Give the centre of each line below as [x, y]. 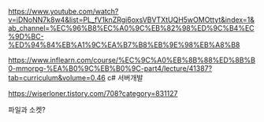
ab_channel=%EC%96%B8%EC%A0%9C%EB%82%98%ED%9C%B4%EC [131, 28]
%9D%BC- [26, 36]
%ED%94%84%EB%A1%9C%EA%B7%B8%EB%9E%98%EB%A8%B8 [124, 45]
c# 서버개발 [125, 78]
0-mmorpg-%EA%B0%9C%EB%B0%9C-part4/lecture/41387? [110, 68]
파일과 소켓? [27, 110]
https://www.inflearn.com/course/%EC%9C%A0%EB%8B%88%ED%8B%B [132, 60]
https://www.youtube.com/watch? [63, 11]
